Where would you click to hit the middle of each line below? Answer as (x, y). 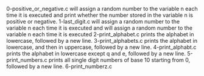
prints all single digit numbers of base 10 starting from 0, (119, 60)
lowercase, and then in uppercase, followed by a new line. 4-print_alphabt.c (101, 47)
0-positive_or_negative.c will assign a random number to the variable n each (102, 9)
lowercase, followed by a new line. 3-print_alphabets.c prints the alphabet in (102, 41)
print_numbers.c (27, 60)
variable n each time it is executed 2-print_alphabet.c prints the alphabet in (100, 34)
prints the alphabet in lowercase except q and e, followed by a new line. (96, 53)
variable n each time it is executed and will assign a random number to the (100, 28)
